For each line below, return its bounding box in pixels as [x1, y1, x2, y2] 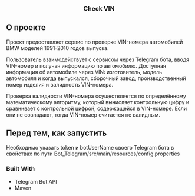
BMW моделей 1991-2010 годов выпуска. [6, 44, 109, 51]
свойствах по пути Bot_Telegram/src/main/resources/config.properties [6, 150, 180, 157]
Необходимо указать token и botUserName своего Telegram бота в [6, 144, 174, 151]
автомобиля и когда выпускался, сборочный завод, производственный [6, 75, 187, 82]
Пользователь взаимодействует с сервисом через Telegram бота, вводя [6, 56, 190, 63]
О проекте [6, 22, 46, 33]
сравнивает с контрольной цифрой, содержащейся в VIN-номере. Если [6, 105, 187, 112]
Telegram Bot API [14, 178, 57, 185]
